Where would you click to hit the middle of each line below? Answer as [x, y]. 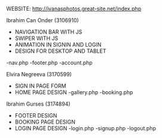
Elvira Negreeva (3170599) [39, 74]
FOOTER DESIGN [36, 115]
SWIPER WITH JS [36, 38]
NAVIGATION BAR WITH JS [48, 32]
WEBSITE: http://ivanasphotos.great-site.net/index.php [74, 9]
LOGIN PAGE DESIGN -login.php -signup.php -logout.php [85, 128]
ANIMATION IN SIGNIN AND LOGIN [58, 45]
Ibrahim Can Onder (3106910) [42, 20]
